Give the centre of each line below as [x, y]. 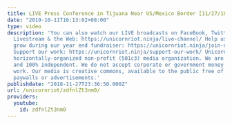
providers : [23, 97]
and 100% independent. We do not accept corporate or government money [119, 65]
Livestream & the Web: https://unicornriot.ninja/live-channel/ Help [115, 39]
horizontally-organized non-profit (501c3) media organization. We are [119, 59]
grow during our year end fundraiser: [69, 45]
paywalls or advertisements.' [57, 77]
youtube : [26, 103]
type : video [24, 26]
